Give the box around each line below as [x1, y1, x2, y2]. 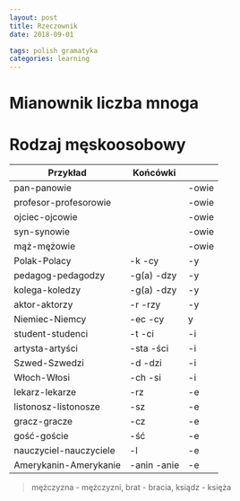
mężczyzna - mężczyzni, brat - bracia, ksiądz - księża [30, 482, 232, 493]
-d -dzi [129, 356, 163, 369]
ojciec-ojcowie [13, 211, 78, 224]
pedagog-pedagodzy [13, 269, 106, 282]
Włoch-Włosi [13, 372, 70, 384]
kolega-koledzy [13, 284, 81, 296]
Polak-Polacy [13, 255, 72, 268]
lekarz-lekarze [13, 386, 77, 399]
